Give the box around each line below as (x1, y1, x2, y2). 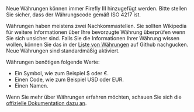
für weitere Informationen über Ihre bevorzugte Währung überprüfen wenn (6, 29, 186, 36)
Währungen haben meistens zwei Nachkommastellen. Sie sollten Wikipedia (6, 23, 187, 29)
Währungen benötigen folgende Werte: (6, 58, 100, 65)
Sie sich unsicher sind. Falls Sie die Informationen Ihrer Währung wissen (6, 35, 180, 41)
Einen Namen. (14, 82, 49, 89)
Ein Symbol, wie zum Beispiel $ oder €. (14, 70, 109, 76)
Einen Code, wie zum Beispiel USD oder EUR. (14, 76, 124, 83)
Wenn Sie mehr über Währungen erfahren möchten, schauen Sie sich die (6, 93, 182, 100)
